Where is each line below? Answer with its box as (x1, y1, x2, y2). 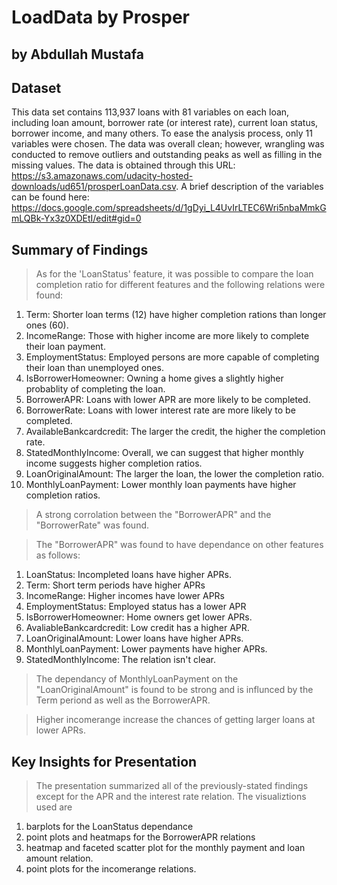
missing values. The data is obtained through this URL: (11, 159, 236, 171)
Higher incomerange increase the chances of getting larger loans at (35, 714, 316, 726)
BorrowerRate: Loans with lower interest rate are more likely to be (25, 404, 296, 416)
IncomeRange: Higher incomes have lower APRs (25, 590, 226, 602)
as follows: (35, 549, 81, 561)
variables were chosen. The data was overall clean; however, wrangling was (11, 138, 325, 150)
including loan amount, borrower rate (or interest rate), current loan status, (11, 117, 319, 129)
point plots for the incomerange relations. (25, 863, 197, 875)
